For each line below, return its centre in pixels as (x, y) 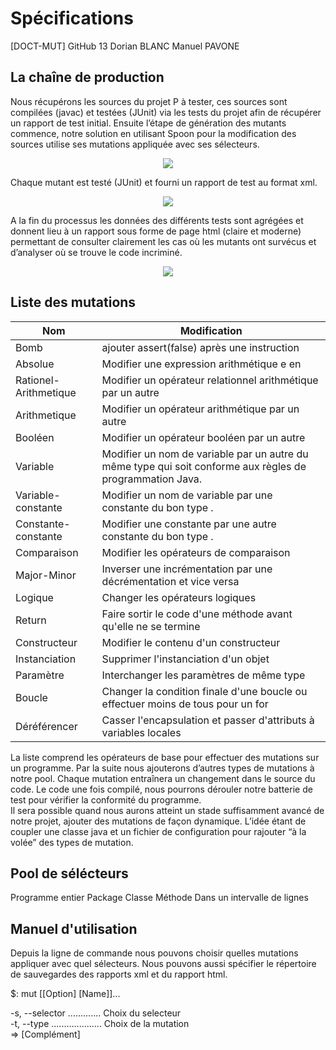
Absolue (35, 364)
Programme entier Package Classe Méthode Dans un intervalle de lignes (159, 898)
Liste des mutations (73, 302)
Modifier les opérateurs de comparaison (196, 552)
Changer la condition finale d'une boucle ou (204, 691)
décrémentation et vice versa (170, 581)
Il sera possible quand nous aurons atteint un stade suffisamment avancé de (167, 810)
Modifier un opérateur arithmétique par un (200, 409)
